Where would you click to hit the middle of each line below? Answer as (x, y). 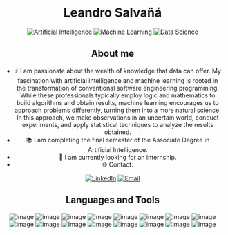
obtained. (117, 132)
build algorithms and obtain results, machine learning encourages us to (117, 102)
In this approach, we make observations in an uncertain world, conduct (117, 117)
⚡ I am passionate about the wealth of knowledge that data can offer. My (117, 70)
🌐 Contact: (118, 164)
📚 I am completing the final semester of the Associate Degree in (118, 140)
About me (113, 54)
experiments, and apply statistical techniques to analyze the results (118, 124)
